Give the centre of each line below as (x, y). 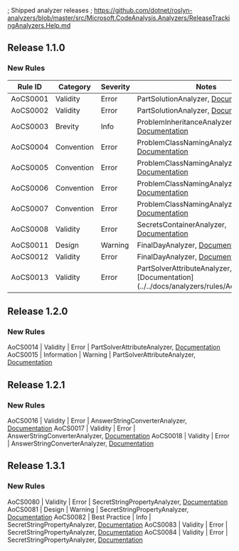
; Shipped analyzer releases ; (50, 10)
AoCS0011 (30, 245)
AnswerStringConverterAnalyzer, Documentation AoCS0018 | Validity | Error (118, 436)
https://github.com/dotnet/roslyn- (143, 10)
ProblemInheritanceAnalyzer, (186, 122)
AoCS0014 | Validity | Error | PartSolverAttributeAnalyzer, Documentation (114, 347)
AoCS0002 (30, 110)
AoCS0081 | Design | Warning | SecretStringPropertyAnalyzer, (98, 509)
